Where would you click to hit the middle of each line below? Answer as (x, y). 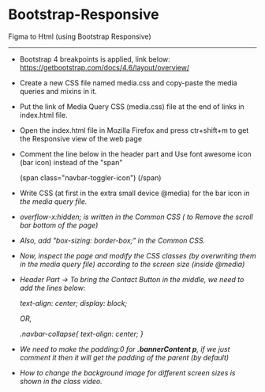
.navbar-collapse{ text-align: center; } (81, 334)
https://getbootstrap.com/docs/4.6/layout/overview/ (105, 67)
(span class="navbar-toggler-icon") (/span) (90, 177)
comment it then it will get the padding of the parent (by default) (124, 357)
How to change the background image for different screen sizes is (127, 372)
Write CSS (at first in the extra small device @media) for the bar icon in (134, 193)
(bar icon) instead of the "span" (71, 162)
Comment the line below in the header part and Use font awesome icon (136, 154)
